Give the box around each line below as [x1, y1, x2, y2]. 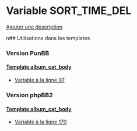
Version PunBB [6, 49, 50, 57]
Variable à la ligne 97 [14, 77, 65, 84]
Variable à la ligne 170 [14, 118, 67, 126]
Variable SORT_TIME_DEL [6, 4, 132, 17]
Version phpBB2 [6, 91, 54, 99]
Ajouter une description [6, 23, 63, 30]
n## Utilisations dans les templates [6, 34, 90, 41]
